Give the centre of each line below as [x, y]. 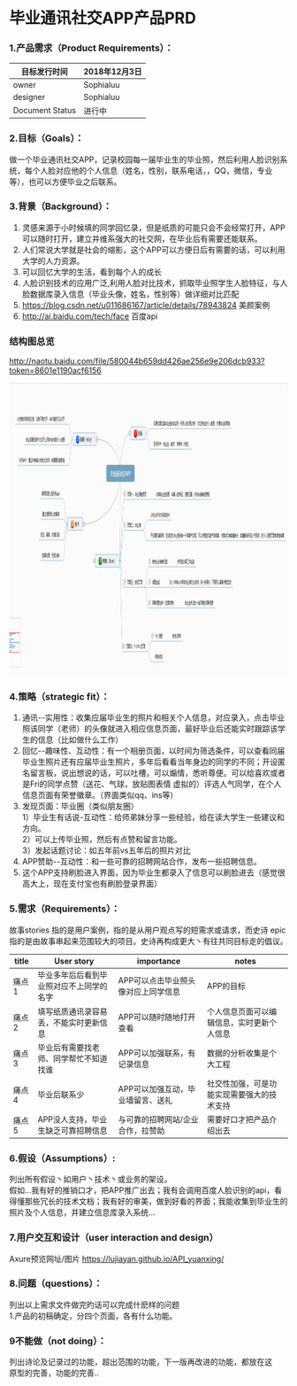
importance [159, 961]
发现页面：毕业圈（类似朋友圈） [80, 806]
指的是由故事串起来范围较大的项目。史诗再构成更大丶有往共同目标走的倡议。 [148, 941]
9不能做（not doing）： [58, 1341]
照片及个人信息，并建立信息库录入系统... [83, 1212]
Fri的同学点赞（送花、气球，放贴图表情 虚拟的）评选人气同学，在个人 [156, 784]
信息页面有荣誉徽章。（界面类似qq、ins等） [100, 795]
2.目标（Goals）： [46, 138]
